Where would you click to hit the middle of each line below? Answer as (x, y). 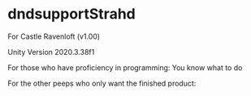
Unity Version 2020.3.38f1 (51, 52)
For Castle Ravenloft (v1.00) (54, 36)
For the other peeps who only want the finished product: (102, 83)
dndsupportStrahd (71, 14)
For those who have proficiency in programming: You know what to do (125, 67)
